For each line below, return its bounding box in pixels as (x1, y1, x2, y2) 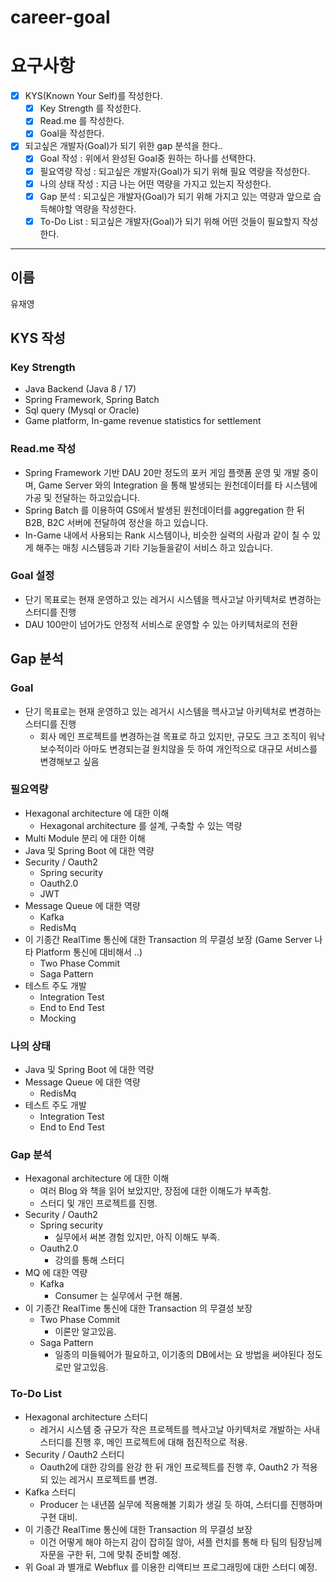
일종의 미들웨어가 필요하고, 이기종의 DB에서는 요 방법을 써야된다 (54, 1349, 305, 1361)
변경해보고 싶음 (39, 755, 100, 767)
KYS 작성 (10, 329, 66, 346)
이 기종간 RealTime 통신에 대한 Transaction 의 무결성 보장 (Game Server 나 (24, 933, 323, 945)
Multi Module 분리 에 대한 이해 (24, 832, 146, 844)
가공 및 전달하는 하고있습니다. (24, 491, 141, 503)
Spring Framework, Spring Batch (24, 394, 160, 406)
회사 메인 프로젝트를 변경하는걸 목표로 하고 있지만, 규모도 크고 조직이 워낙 (39, 730, 326, 742)
